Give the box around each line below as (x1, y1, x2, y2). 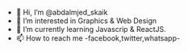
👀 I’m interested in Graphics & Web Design (15, 16, 157, 25)
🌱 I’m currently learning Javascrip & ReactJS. (15, 25, 167, 33)
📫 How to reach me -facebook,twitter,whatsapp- (15, 33, 180, 43)
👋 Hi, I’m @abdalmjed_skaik (15, 8, 108, 17)
